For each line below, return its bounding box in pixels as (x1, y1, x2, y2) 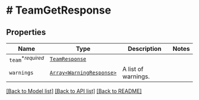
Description (127, 45, 162, 53)
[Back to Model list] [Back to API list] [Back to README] (6, 88, 142, 95)
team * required (9, 54, 44, 64)
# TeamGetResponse (6, 4, 111, 17)
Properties (6, 27, 46, 37)
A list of (122, 65, 144, 73)
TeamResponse (49, 56, 87, 63)
